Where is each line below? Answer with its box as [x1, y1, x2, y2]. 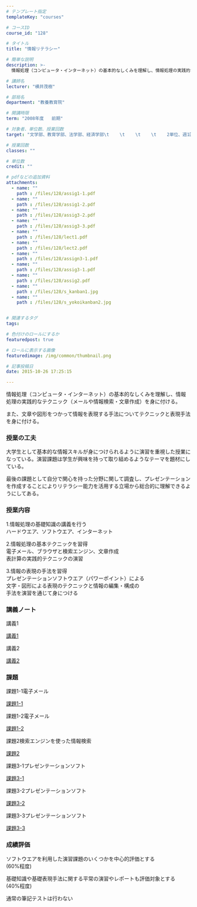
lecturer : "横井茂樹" [6, 83, 56, 90]
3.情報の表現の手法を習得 [6, 567, 67, 574]
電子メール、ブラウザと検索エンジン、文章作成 [6, 547, 119, 554]
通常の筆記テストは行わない [6, 895, 73, 902]
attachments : [6, 180, 38, 186]
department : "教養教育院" [6, 100, 65, 105]
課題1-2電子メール [6, 712, 50, 720]
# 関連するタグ [6, 315, 38, 321]
